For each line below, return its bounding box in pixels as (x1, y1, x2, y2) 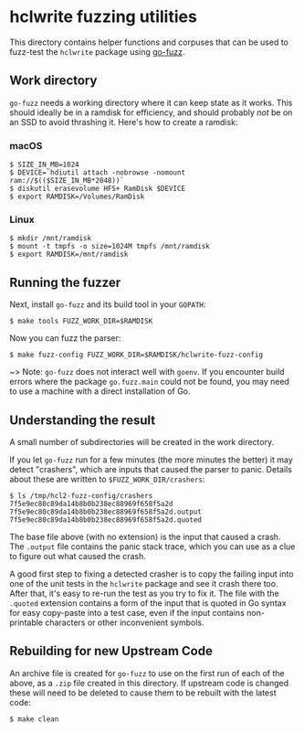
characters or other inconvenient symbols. (45, 617, 204, 628)
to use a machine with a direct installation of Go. (9, 386, 191, 397)
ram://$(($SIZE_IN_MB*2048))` (9, 176, 125, 186)
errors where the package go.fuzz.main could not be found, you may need (9, 377, 290, 387)
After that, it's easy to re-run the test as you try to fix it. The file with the (9, 588, 280, 599)
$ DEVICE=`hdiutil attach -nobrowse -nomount (9, 168, 185, 177)
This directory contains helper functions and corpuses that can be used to (9, 37, 289, 48)
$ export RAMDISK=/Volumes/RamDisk (9, 192, 145, 202)
